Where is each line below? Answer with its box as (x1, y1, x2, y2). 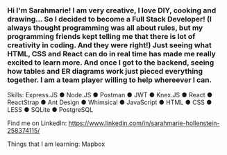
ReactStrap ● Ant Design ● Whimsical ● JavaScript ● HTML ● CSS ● (7, 98, 212, 106)
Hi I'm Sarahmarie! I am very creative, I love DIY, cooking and (7, 6, 217, 15)
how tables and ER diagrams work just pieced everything (7, 66, 203, 76)
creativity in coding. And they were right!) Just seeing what (7, 40, 212, 50)
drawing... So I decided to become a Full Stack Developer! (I (7, 14, 212, 24)
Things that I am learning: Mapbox (7, 140, 106, 148)
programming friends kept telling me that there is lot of (7, 31, 196, 41)
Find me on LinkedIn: (7, 119, 67, 127)
